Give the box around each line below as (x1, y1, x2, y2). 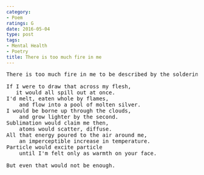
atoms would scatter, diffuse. (19, 125, 112, 132)
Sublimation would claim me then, (6, 119, 109, 126)
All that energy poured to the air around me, (6, 131, 148, 139)
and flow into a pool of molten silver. (19, 101, 141, 108)
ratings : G (6, 20, 34, 26)
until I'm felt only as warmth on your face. (19, 149, 157, 157)
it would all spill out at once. (16, 89, 115, 96)
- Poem (6, 15, 23, 21)
